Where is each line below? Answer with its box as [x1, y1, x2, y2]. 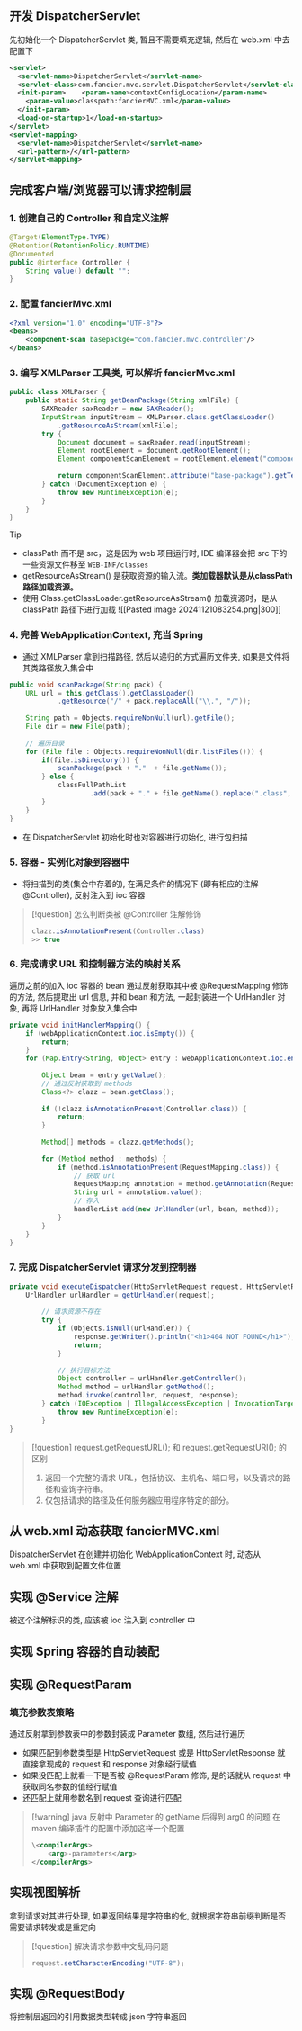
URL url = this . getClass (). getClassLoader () [25, 688, 195, 697]
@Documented [9, 249, 54, 258]
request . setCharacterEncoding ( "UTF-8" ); [31, 1958, 185, 1968]
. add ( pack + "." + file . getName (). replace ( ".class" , [89, 789, 292, 798]
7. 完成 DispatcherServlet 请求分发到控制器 [9, 1261, 197, 1273]
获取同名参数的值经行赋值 [22, 1781, 118, 1793]
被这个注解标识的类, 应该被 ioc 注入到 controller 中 [9, 1614, 196, 1626]
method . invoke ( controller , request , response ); [57, 1391, 240, 1400]
